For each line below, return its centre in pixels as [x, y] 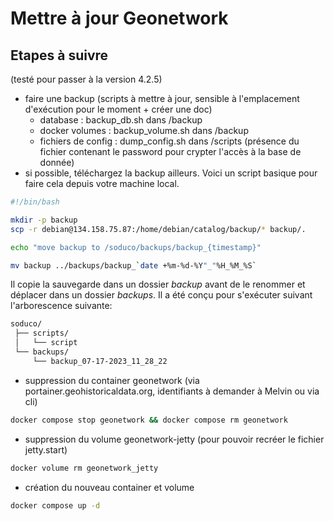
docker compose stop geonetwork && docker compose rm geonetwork [149, 420]
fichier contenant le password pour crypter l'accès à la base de [170, 151]
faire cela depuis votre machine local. [102, 183]
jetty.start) [46, 449]
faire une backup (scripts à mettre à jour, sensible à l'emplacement [162, 98]
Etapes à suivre [59, 55]
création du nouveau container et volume [109, 487]
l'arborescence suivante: [61, 306]
